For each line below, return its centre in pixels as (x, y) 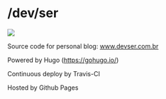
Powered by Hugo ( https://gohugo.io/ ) (63, 60)
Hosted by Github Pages (43, 88)
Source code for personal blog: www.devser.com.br (83, 46)
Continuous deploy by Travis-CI (54, 73)
